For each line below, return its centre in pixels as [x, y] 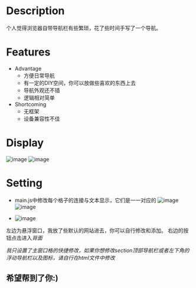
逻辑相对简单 [39, 97]
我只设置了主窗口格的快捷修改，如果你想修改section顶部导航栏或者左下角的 [98, 250]
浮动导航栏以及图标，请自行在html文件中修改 [61, 257]
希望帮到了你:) [32, 278]
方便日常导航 [39, 76]
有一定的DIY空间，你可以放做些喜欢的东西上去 [79, 83]
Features [28, 52]
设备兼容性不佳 [42, 119]
